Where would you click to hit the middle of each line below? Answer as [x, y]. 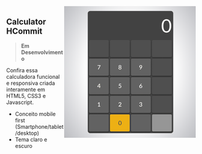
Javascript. [20, 102]
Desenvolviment [42, 52]
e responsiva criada [31, 83]
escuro [24, 146]
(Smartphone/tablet [39, 126]
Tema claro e [31, 139]
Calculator [26, 22]
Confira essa [22, 70]
